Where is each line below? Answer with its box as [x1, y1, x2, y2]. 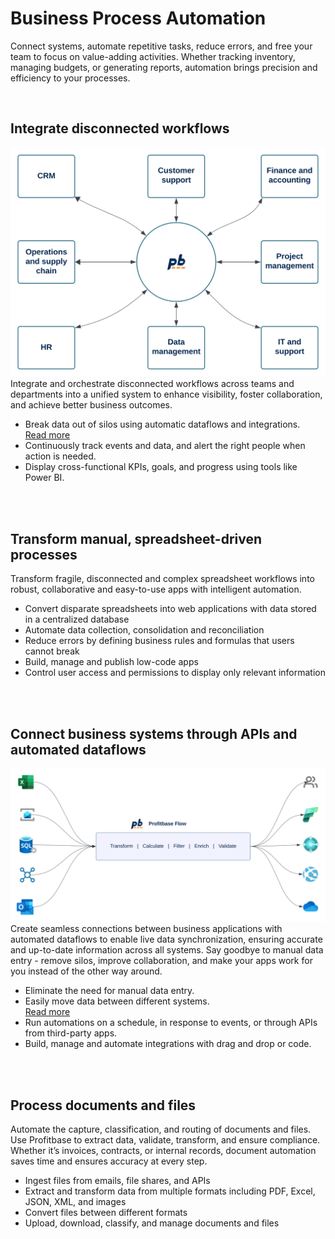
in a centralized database [24, 613, 130, 626]
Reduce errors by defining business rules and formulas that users [24, 635, 295, 647]
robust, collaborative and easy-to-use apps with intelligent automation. [10, 583, 302, 596]
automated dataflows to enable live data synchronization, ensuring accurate [10, 933, 323, 946]
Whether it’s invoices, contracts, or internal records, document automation [10, 1144, 317, 1156]
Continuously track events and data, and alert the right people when [24, 440, 306, 452]
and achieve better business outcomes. [10, 399, 173, 411]
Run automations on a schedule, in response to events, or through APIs [24, 1017, 318, 1029]
